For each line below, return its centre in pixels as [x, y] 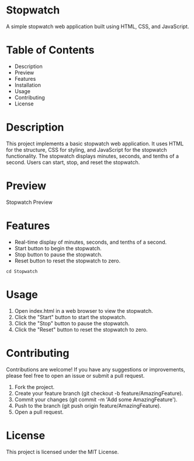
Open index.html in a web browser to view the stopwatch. [84, 310]
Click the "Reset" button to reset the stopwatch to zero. [81, 329]
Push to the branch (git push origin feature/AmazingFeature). [88, 405]
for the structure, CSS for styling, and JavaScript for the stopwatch [86, 149]
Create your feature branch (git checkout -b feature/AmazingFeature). [99, 393]
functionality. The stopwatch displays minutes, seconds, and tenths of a [93, 156]
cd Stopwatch [22, 271]
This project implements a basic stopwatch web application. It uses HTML [95, 144]
